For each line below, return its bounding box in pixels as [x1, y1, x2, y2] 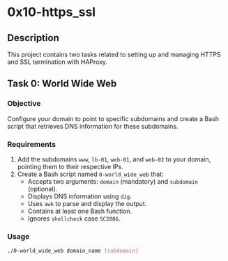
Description [7, 32, 59, 44]
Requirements [7, 139, 56, 149]
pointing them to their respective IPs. [17, 162, 123, 171]
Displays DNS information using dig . [27, 192, 132, 200]
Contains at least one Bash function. [27, 207, 132, 215]
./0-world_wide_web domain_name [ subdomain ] [7, 248, 139, 255]
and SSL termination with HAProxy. [7, 58, 108, 66]
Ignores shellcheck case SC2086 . [27, 214, 121, 223]
